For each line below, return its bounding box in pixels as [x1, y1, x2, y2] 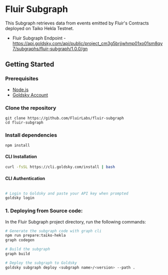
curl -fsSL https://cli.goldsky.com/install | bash [5, 164, 115, 169]
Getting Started [5, 60, 54, 68]
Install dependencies [5, 131, 57, 138]
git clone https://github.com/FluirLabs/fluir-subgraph [5, 115, 124, 120]
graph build [5, 251, 30, 256]
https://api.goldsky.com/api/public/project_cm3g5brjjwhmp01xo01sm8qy [12, 40, 163, 46]
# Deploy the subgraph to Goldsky [5, 260, 77, 265]
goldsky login [5, 195, 35, 200]
